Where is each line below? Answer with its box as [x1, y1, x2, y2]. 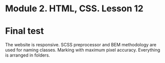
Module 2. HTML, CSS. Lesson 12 [5, 3, 144, 14]
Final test [5, 26, 44, 37]
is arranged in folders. [5, 52, 51, 58]
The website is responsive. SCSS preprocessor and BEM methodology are [5, 42, 157, 48]
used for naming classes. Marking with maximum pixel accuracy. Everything [5, 47, 161, 53]
